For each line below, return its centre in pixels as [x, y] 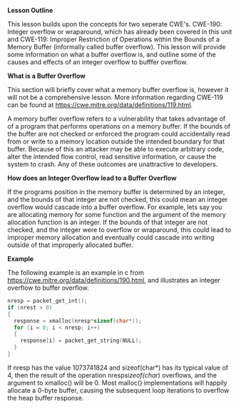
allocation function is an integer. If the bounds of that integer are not [108, 222]
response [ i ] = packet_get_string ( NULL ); [81, 341]
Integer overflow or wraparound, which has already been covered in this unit [120, 32]
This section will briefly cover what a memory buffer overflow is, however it [118, 90]
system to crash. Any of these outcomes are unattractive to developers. [113, 164]
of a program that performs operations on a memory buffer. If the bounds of [119, 126]
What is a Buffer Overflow [46, 76]
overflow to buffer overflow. [48, 288]
